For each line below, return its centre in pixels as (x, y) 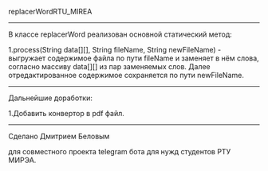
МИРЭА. (22, 160)
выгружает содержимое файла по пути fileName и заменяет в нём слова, (134, 58)
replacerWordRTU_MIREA (50, 12)
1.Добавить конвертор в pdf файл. (67, 113)
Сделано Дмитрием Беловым (59, 136)
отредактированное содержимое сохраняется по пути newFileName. (126, 75)
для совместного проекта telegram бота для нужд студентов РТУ (120, 152)
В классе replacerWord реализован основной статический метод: (120, 34)
